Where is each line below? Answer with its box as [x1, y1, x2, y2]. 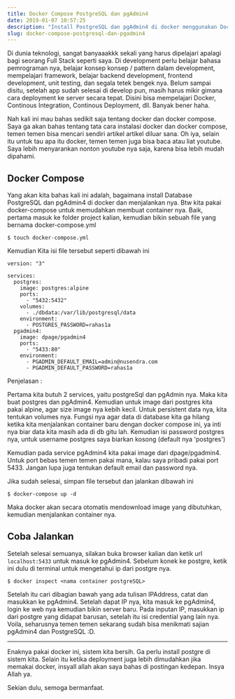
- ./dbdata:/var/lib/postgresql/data [25, 309, 136, 316]
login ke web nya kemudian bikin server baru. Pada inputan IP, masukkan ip [7, 604, 225, 613]
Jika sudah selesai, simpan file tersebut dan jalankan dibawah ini [7, 477, 194, 486]
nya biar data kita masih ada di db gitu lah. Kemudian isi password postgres [7, 428, 225, 436]
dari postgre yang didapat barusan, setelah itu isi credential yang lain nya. [7, 612, 220, 620]
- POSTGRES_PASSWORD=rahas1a [25, 322, 111, 329]
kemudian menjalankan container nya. [7, 510, 117, 519]
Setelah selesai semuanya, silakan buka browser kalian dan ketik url [7, 549, 203, 557]
